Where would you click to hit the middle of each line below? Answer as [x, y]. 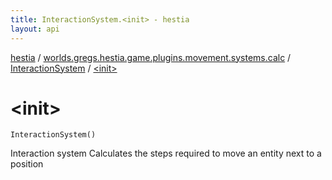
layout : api [35, 29]
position [27, 164]
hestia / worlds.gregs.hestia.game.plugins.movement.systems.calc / [151, 57]
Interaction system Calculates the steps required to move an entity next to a [166, 153]
